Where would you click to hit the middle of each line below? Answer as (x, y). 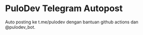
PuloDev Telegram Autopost (64, 9)
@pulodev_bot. (20, 27)
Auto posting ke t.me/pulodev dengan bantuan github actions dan (72, 22)
